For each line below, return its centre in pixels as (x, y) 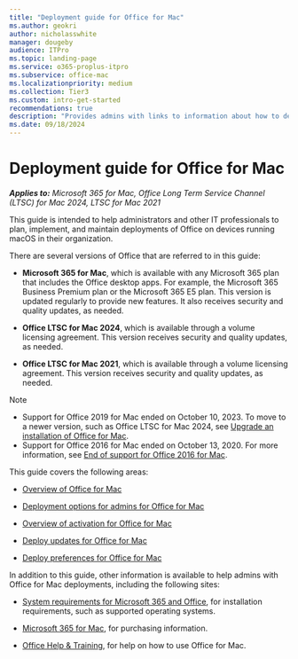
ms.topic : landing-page (53, 59)
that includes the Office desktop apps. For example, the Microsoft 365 (150, 282)
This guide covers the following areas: (79, 472)
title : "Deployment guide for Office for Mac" (97, 17)
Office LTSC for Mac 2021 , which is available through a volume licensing (155, 364)
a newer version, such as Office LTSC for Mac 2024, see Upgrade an (148, 426)
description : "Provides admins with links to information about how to (144, 116)
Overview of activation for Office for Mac (97, 523)
